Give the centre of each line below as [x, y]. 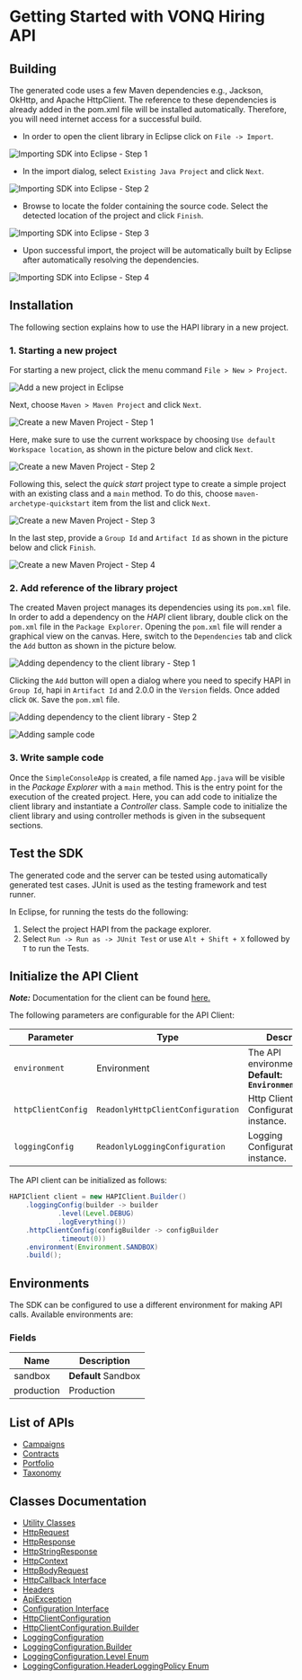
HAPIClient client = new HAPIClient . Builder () [98, 1197]
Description [105, 1361]
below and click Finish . [53, 548]
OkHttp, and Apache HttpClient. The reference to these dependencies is [143, 100]
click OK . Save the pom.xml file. [65, 700]
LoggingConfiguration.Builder [77, 1647]
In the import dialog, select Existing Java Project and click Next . [143, 171]
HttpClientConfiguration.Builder [80, 1628]
